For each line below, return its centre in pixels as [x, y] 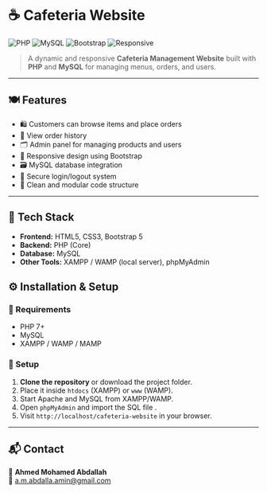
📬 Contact [36, 449]
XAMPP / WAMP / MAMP [60, 344]
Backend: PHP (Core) [55, 245]
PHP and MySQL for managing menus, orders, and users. [122, 67]
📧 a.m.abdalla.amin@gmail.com [60, 481]
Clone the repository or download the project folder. [106, 381]
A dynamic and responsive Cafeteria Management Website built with [142, 58]
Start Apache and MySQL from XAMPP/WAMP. [97, 398]
